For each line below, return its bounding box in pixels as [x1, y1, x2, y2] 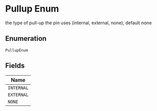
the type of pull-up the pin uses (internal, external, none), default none [5, 20, 152, 26]
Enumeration [5, 34, 47, 43]
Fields [5, 62, 25, 70]
